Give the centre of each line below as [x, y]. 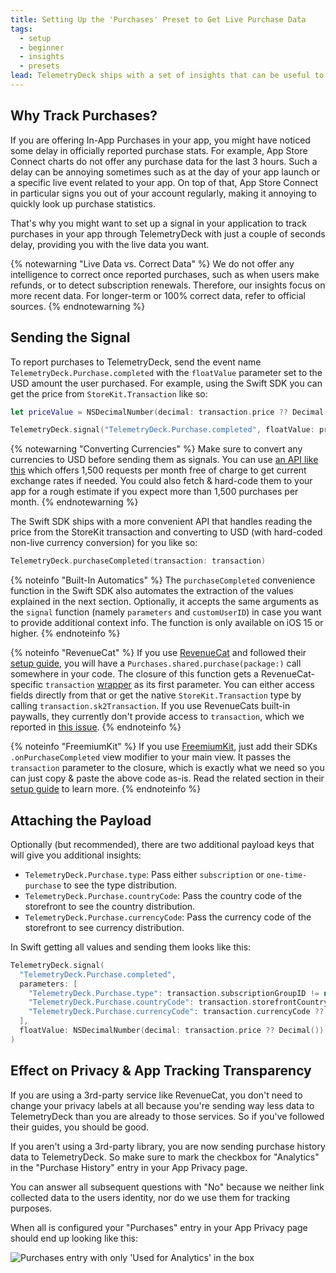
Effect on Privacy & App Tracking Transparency [161, 1071]
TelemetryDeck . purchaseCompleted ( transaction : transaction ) [138, 561]
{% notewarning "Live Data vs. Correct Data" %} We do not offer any [152, 263]
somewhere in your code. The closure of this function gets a [134, 674]
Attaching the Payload [81, 820]
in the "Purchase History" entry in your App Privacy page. [129, 1167]
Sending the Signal [70, 337]
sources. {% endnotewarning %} [78, 306]
